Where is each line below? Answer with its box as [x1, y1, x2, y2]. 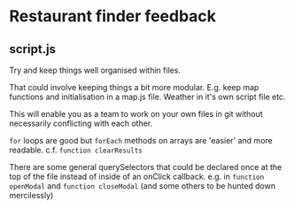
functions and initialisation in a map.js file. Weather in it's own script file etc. [9, 91, 286, 102]
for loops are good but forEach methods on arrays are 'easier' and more [9, 135, 273, 145]
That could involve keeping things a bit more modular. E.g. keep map [9, 82, 259, 92]
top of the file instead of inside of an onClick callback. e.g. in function [9, 171, 265, 182]
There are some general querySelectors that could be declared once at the [9, 162, 282, 172]
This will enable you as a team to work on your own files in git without [9, 109, 263, 119]
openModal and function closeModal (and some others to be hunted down [9, 181, 276, 191]
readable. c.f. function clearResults [9, 144, 143, 155]
